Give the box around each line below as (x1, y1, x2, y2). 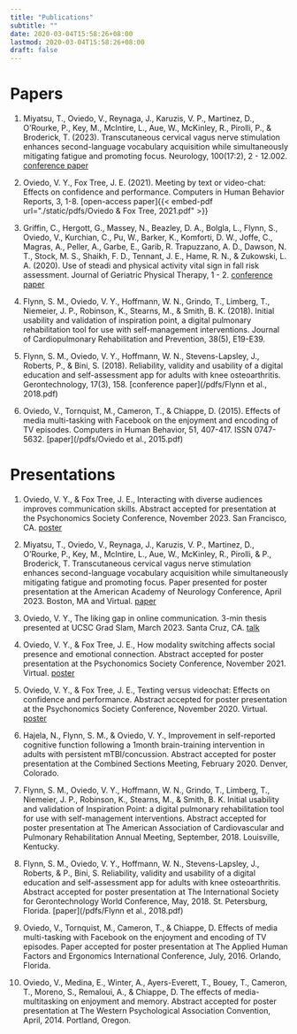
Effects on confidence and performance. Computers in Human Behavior (22, 187, 286, 197)
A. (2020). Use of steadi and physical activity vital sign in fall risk (22, 260, 260, 271)
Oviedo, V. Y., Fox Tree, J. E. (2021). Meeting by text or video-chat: (22, 178, 266, 188)
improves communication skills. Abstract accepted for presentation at (22, 503, 277, 514)
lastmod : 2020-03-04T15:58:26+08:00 (10, 37, 145, 47)
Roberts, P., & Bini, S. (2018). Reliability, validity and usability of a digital (22, 360, 284, 371)
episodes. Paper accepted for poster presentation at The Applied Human (22, 941, 288, 952)
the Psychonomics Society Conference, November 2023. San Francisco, (22, 513, 287, 523)
